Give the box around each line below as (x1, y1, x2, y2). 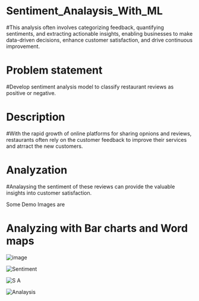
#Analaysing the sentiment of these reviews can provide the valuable (6, 183, 175, 190)
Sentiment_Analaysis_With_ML (6, 4, 163, 18)
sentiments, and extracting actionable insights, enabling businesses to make (6, 30, 193, 37)
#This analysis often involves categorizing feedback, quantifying (6, 24, 165, 31)
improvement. (6, 43, 40, 50)
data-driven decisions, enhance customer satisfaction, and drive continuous (6, 36, 193, 43)
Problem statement (6, 64, 103, 77)
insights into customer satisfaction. (6, 189, 92, 197)
